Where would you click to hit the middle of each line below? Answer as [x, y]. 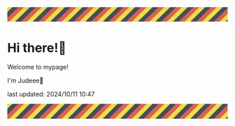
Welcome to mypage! [38, 67]
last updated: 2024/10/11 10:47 [51, 94]
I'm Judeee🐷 [26, 80]
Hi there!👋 [37, 48]
